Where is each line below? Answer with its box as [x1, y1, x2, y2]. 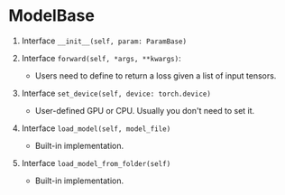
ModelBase [8, 5, 96, 26]
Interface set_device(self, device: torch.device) [21, 88, 211, 98]
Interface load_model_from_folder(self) [21, 157, 171, 168]
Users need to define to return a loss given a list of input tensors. [34, 70, 277, 81]
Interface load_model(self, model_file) [21, 123, 171, 134]
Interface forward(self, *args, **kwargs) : [21, 52, 181, 63]
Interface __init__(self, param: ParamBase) [21, 35, 187, 46]
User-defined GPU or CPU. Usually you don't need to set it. [34, 105, 255, 116]
